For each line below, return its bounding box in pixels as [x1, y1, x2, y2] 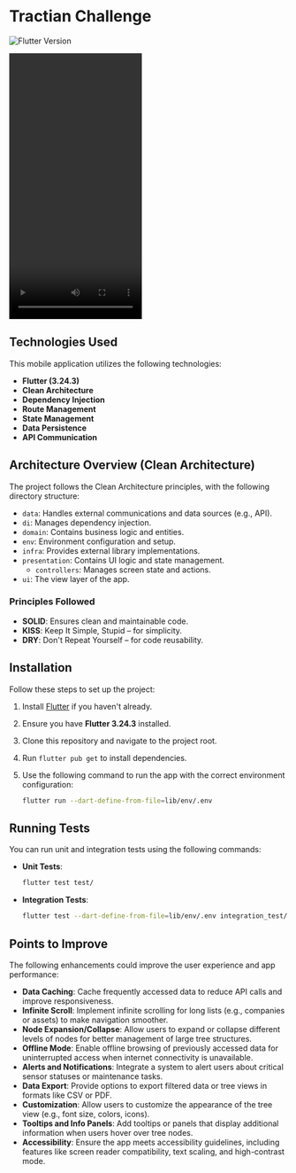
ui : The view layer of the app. [21, 573, 130, 584]
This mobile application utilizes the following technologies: [9, 358, 223, 369]
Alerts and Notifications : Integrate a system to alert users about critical [21, 1061, 285, 1072]
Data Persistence [21, 423, 87, 433]
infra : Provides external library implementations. [21, 545, 201, 555]
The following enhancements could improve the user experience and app [9, 959, 276, 970]
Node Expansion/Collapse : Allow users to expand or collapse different [21, 1023, 281, 1034]
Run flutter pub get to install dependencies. [21, 752, 187, 763]
